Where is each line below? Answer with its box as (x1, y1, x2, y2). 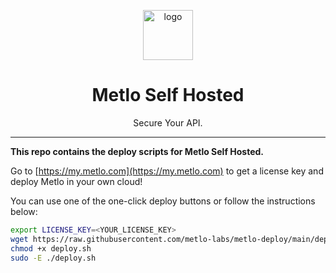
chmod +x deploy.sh (10, 243, 92, 254)
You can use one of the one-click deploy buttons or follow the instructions (10, 195, 316, 207)
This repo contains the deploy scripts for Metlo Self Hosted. (10, 145, 265, 157)
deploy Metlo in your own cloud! (10, 175, 143, 187)
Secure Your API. (133, 116, 203, 129)
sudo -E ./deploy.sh (10, 253, 97, 263)
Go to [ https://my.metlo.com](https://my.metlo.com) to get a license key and (10, 165, 324, 177)
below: (10, 205, 38, 217)
